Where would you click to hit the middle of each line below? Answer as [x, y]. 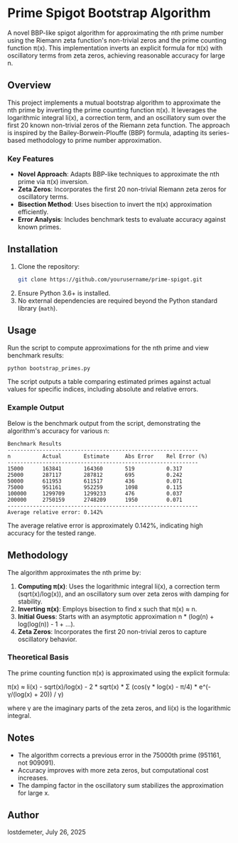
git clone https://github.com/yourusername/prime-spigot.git [110, 279]
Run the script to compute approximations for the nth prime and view [108, 348]
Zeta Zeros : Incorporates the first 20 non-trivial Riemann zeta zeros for [122, 189]
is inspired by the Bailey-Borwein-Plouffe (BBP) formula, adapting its [107, 132]
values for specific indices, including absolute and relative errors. [103, 390]
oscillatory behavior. [47, 639]
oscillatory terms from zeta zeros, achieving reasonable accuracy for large [116, 55]
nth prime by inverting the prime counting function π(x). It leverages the [112, 110]
